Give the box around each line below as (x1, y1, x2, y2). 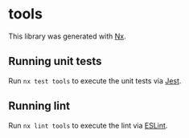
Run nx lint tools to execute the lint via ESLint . (8, 120, 168, 130)
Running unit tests (8, 55, 102, 68)
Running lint (8, 99, 71, 113)
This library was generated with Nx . (8, 31, 126, 41)
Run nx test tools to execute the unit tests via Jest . (8, 75, 182, 85)
